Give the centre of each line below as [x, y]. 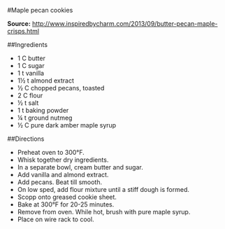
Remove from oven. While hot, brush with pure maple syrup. [104, 212]
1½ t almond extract [46, 81]
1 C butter [31, 58]
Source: [19, 23]
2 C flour [30, 95]
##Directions [26, 139]
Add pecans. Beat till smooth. [60, 182]
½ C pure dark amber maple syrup [67, 125]
